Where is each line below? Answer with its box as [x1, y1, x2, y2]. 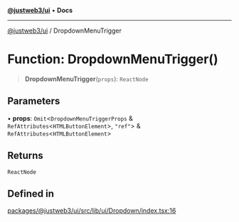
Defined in [7, 187, 55, 199]
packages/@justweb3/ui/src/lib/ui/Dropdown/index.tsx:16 [7, 206, 176, 215]
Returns [7, 150, 44, 162]
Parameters [7, 95, 60, 107]
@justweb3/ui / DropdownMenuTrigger [7, 26, 122, 35]
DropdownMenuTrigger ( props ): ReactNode [24, 74, 149, 83]
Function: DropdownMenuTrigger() [7, 51, 218, 67]
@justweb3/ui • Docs [7, 6, 73, 14]
